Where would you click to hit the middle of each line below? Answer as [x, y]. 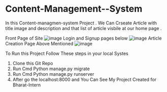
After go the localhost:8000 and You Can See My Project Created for [84, 79]
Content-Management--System [74, 9]
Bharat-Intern [27, 85]
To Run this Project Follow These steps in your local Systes [67, 53]
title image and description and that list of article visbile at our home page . [83, 28]
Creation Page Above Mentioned [39, 43]
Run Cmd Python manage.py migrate [51, 69]
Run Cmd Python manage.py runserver [53, 74]
